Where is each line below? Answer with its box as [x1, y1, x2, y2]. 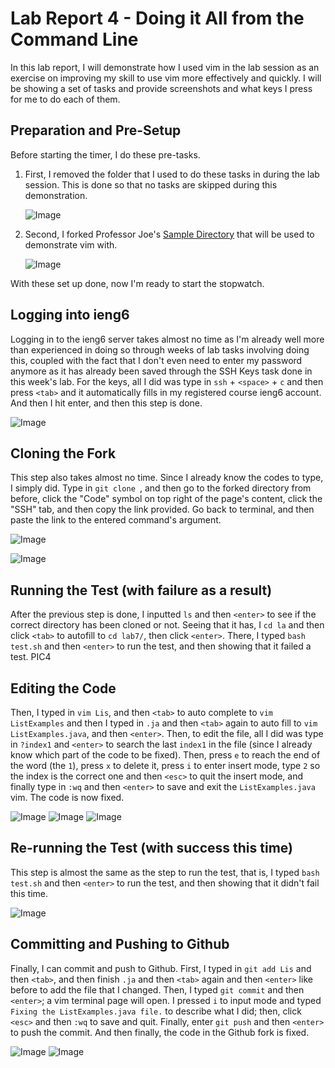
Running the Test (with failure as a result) [10, 582, 273, 599]
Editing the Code [10, 680, 117, 697]
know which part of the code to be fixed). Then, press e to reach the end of [10, 749, 321, 761]
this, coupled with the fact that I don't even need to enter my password [10, 354, 303, 366]
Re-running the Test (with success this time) [10, 840, 294, 857]
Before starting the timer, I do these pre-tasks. [10, 148, 201, 161]
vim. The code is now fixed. [10, 792, 125, 803]
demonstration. [24, 189, 88, 201]
